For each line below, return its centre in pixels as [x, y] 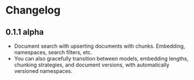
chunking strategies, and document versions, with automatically [92, 65]
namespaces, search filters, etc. [53, 52]
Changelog [33, 10]
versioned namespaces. [43, 71]
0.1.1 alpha [25, 32]
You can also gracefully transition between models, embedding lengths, [101, 59]
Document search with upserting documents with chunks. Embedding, [99, 46]
